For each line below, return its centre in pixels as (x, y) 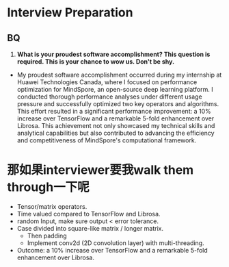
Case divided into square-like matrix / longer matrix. (90, 228)
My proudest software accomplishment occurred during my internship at (119, 75)
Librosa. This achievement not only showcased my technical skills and (116, 126)
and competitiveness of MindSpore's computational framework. (107, 140)
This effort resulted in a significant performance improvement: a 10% (114, 111)
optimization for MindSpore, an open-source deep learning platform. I (115, 89)
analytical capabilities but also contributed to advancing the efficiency (116, 133)
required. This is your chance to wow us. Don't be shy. (96, 62)
